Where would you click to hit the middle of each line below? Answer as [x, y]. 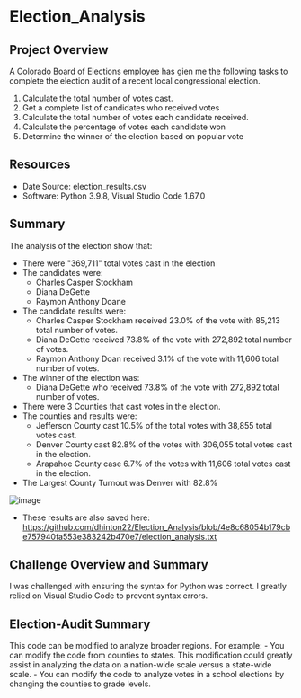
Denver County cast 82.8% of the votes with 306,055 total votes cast [164, 444]
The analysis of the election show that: [81, 245]
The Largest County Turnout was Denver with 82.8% [120, 482]
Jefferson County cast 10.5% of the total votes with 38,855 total [154, 425]
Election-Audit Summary [80, 624]
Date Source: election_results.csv [84, 186]
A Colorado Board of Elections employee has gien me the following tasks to [149, 71]
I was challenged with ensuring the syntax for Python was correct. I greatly [148, 587]
